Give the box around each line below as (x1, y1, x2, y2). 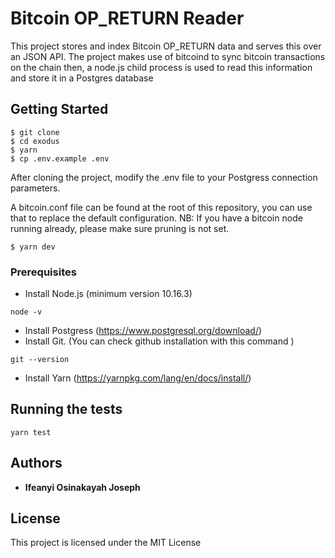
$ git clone (10, 127, 60, 137)
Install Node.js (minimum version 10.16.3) (24, 288, 193, 300)
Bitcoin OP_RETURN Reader (10, 7, 245, 30)
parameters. (10, 182, 61, 194)
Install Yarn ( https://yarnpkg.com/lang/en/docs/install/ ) (24, 372, 252, 384)
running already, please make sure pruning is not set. (10, 222, 230, 234)
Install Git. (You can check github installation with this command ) (24, 335, 295, 347)
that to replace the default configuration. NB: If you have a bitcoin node (10, 212, 303, 224)
